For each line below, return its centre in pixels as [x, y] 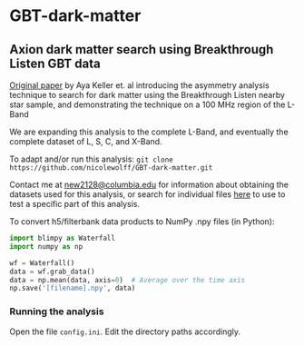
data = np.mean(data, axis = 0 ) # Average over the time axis [127, 280]
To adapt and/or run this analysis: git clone [92, 159]
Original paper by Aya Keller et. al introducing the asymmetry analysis [139, 85]
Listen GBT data [55, 63]
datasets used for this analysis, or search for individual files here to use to [147, 194]
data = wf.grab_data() [52, 272]
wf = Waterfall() [42, 263]
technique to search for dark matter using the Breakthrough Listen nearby [147, 95]
